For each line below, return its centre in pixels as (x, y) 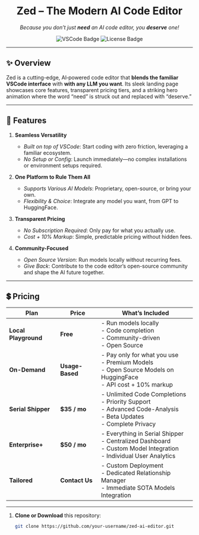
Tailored (21, 480)
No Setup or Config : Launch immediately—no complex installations (105, 159)
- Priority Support (126, 402)
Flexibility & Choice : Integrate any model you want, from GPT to (101, 201)
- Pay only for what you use (140, 355)
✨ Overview (29, 63)
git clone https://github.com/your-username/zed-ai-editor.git (94, 527)
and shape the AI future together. (64, 272)
